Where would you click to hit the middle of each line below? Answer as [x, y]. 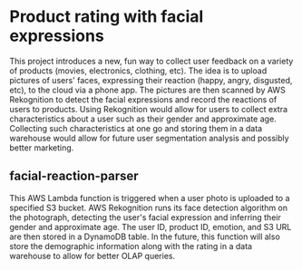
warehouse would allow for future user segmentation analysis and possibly [149, 138]
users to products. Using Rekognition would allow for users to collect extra [149, 109]
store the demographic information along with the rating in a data [131, 246]
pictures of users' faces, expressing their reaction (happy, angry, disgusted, [151, 80]
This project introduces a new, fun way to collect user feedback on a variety [151, 61]
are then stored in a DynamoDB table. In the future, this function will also [145, 236]
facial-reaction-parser [74, 176]
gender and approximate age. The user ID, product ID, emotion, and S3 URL [151, 227]
